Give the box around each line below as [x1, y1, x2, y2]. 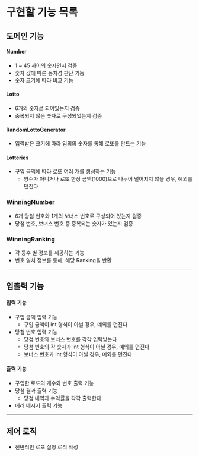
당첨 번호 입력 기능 [14, 328, 58, 335]
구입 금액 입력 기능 [14, 313, 58, 320]
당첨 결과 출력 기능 [14, 387, 58, 394]
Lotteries [6, 154, 29, 161]
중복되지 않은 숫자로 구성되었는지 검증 [14, 112, 102, 119]
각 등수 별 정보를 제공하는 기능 [14, 249, 85, 256]
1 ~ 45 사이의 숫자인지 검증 [14, 62, 78, 69]
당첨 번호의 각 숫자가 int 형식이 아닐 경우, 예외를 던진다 [23, 343, 150, 350]
